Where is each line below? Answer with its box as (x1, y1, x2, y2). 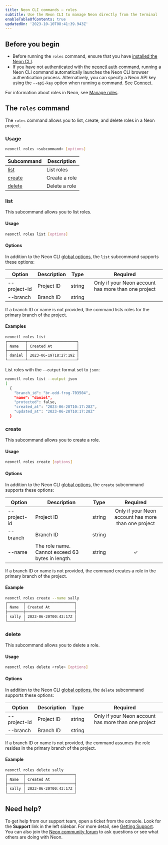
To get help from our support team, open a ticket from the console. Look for (5, 818, 161, 824)
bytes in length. (35, 555, 71, 562)
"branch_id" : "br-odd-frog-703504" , (14, 390, 91, 395)
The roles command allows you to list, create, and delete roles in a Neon (5, 117, 155, 123)
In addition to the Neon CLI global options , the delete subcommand (5, 687, 144, 693)
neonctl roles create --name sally (5, 595, 79, 600)
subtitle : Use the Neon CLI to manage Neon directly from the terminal (5, 12, 157, 17)
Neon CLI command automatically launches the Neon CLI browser (12, 69, 148, 75)
